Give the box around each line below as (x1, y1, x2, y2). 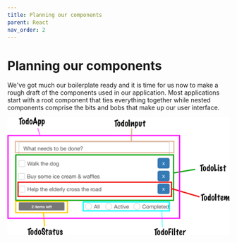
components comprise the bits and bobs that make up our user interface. (7, 103, 220, 112)
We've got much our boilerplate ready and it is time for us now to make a (7, 81, 219, 90)
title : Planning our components (7, 11, 102, 18)
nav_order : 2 (7, 26, 46, 33)
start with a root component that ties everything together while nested (7, 96, 211, 105)
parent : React (7, 18, 49, 26)
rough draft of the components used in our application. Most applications (7, 88, 220, 97)
